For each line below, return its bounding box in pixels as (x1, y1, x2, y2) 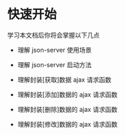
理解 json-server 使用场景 (17, 45, 92, 54)
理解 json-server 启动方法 (17, 60, 92, 69)
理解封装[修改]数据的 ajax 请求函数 (17, 120, 118, 128)
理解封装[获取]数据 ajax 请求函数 (17, 75, 112, 84)
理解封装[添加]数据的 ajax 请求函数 (17, 90, 118, 99)
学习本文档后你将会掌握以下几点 (7, 31, 100, 39)
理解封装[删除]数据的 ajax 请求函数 (17, 105, 118, 113)
